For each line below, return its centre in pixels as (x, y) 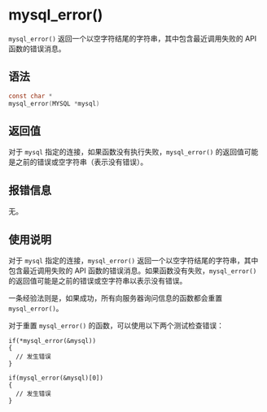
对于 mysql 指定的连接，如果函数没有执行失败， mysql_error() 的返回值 (126, 152)
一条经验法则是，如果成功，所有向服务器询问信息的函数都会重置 (115, 297)
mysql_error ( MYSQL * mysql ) (54, 103)
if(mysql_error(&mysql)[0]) (56, 378)
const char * (31, 96)
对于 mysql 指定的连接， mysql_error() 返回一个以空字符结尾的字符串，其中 (133, 260)
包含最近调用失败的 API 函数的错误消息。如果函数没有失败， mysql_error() (133, 271)
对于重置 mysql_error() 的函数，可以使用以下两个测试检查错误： (116, 325)
